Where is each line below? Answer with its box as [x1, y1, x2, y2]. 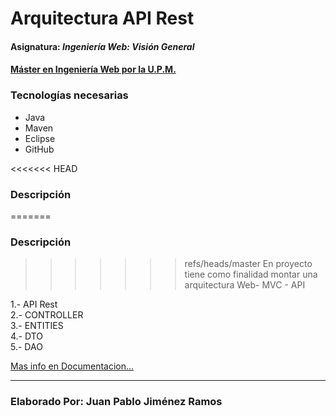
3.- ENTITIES [10, 320, 64, 332]
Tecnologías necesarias [10, 88, 129, 102]
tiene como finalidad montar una [184, 268, 318, 281]
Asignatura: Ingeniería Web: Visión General [10, 40, 195, 52]
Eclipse [24, 132, 56, 144]
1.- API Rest [10, 298, 58, 311]
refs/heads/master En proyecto [184, 258, 313, 270]
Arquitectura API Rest [10, 7, 195, 30]
